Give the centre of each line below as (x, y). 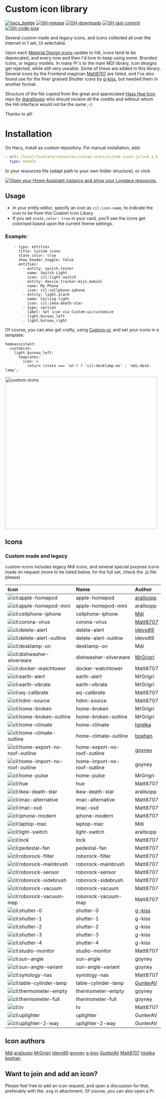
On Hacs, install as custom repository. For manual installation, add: (73, 148)
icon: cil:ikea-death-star (55, 303)
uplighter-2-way (96, 1023)
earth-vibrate (92, 685)
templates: (29, 357)
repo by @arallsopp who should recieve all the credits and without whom (79, 99)
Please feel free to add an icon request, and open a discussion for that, (77, 1086)
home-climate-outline (102, 736)
